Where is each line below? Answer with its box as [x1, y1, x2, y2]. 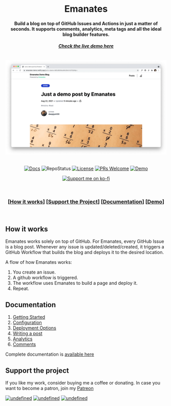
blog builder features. [62, 31, 110, 37]
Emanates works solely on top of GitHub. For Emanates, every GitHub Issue [5, 238, 164, 244]
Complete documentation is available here [5, 351, 94, 357]
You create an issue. [12, 269, 56, 275]
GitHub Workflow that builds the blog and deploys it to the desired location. [5, 249, 164, 256]
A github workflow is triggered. [12, 275, 78, 281]
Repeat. [12, 285, 30, 292]
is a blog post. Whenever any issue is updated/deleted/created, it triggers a [5, 244, 165, 250]
